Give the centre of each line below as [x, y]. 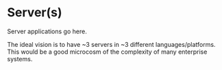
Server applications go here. [47, 31]
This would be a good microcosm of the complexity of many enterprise [107, 52]
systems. [20, 58]
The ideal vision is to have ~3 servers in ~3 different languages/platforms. [111, 44]
